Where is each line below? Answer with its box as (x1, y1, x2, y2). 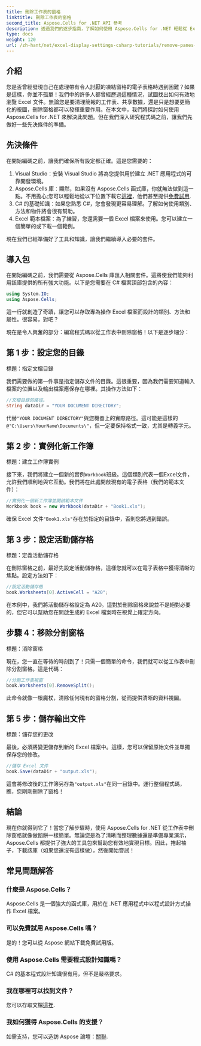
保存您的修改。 (6, 751, 43, 758)
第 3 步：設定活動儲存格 (6, 534, 94, 544)
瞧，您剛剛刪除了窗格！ (6, 788, 64, 795)
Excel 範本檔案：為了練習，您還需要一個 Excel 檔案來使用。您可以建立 (14, 214, 188, 222)
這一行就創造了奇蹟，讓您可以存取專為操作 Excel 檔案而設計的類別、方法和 (6, 308, 190, 315)
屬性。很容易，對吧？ (6, 316, 59, 323)
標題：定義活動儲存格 (6, 552, 59, 559)
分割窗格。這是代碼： (11, 665, 64, 672)
